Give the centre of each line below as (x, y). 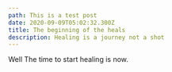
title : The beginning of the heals (67, 30)
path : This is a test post (53, 15)
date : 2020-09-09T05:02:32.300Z (61, 23)
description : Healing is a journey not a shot (86, 37)
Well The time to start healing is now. (68, 59)
